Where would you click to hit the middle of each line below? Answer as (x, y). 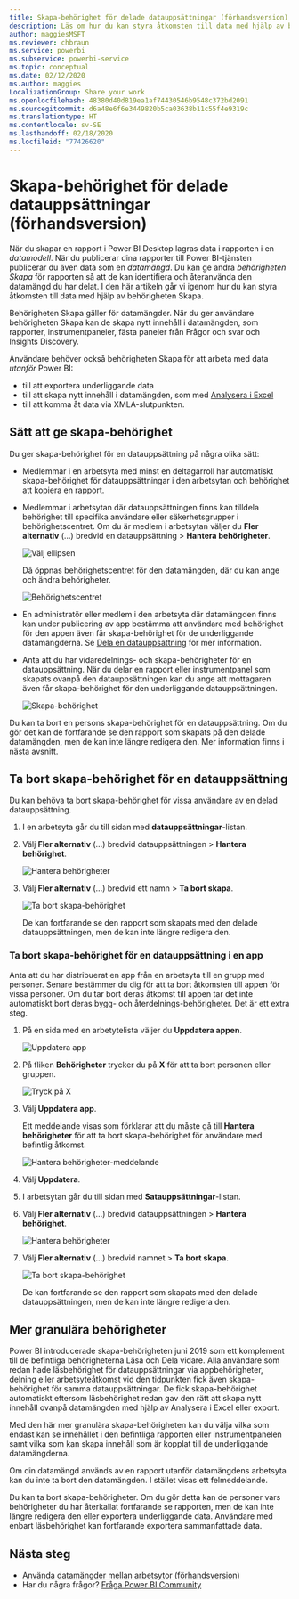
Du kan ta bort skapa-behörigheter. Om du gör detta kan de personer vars (145, 1497)
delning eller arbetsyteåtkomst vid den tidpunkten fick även (118, 1379)
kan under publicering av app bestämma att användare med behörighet (153, 624)
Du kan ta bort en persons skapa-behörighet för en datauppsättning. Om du (148, 722)
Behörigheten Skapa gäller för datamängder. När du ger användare (132, 313)
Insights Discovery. (44, 341)
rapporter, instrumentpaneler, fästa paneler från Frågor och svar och (135, 331)
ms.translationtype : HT (53, 117)
